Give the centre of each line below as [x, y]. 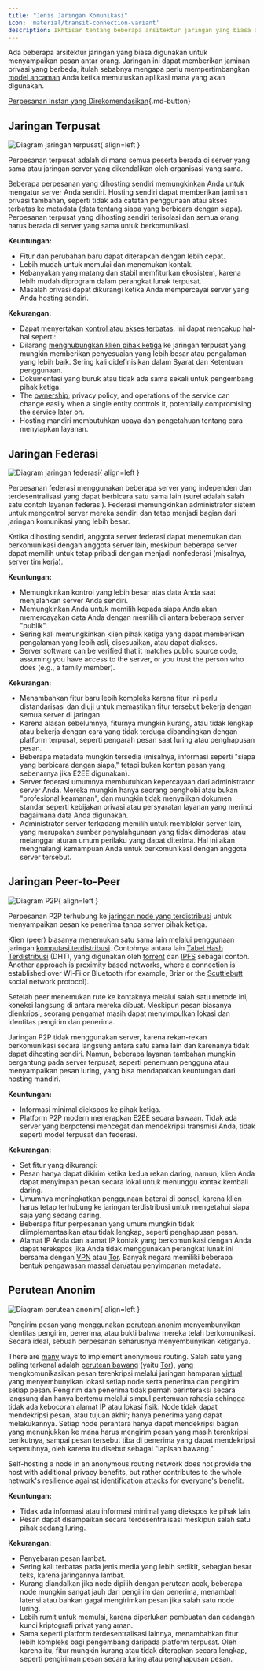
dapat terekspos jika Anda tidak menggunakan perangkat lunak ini [126, 1248]
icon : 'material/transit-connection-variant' [84, 23]
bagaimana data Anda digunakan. [74, 815]
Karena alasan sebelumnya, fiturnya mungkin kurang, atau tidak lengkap [136, 723]
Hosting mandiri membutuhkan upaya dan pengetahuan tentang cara [131, 421]
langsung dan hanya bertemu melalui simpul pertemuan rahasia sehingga [127, 1398]
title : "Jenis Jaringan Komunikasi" [68, 15]
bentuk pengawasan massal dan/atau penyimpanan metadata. [120, 1265]
